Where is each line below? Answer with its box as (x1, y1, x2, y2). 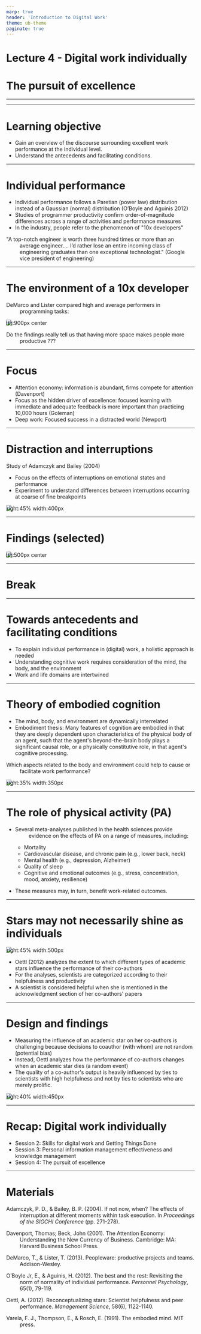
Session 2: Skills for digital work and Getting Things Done (14, 1139, 157, 1147)
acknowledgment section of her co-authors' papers (14, 990, 142, 997)
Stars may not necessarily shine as (6, 914, 184, 927)
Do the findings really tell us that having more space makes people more (6, 331, 185, 338)
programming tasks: (20, 308, 69, 315)
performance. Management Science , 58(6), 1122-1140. (20, 1303, 154, 1310)
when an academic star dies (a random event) (14, 1062, 129, 1069)
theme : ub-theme (6, 20, 47, 26)
